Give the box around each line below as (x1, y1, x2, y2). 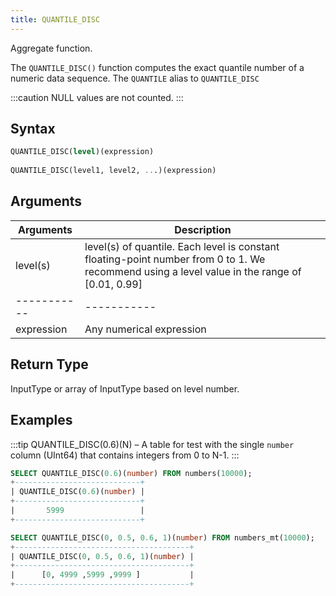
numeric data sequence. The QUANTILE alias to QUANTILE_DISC (10, 72, 260, 84)
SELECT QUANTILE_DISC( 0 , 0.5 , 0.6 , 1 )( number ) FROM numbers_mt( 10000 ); (10, 532, 315, 543)
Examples (10, 412, 73, 429)
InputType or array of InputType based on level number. (10, 382, 240, 395)
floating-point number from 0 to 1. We (84, 252, 266, 266)
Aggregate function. (10, 42, 93, 54)
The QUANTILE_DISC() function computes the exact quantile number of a (10, 61, 305, 73)
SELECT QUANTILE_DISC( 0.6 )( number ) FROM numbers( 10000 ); (10, 468, 253, 478)
